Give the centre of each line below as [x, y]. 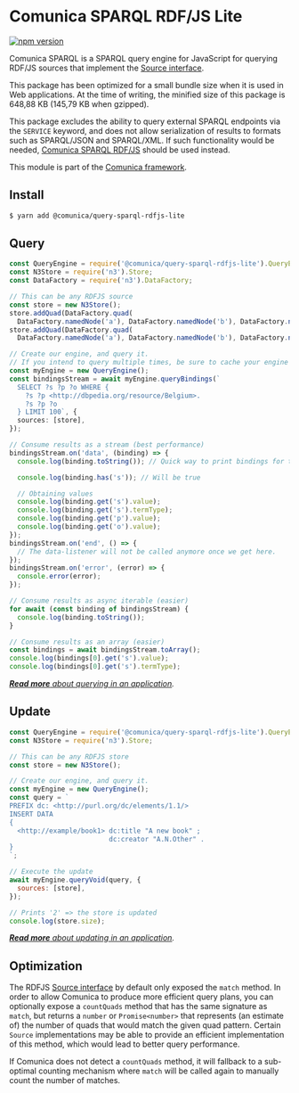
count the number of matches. [65, 1081]
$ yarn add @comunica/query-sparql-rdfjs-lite [97, 216]
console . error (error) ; [59, 577]
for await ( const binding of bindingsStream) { [99, 609]
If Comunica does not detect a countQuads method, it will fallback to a [136, 1062]
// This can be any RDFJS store [69, 756]
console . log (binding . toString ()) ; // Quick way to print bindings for [151, 461]
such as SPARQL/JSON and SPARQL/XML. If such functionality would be [142, 140]
